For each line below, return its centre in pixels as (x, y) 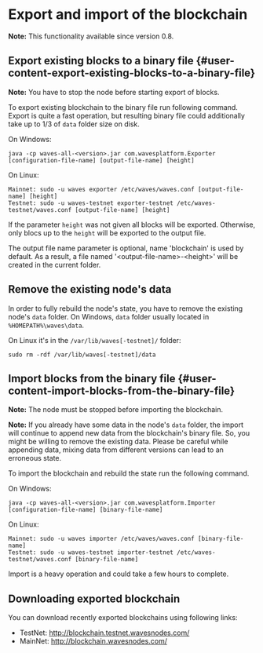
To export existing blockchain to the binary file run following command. (123, 107)
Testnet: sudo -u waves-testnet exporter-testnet (91, 203)
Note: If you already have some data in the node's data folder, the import (126, 425)
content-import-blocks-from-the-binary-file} (122, 390)
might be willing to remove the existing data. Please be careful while (118, 442)
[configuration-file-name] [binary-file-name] (86, 510)
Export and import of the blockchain (128, 15)
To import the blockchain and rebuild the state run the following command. (129, 473)
